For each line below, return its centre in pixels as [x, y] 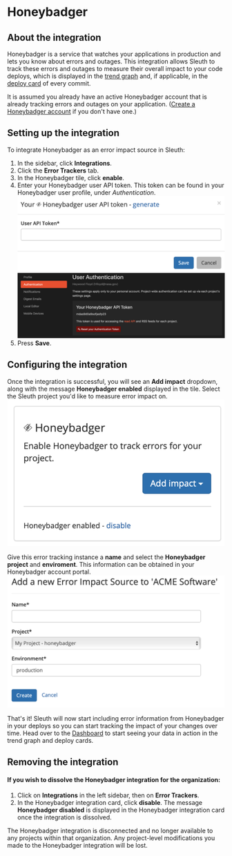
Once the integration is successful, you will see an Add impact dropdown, [113, 381]
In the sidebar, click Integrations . [65, 163]
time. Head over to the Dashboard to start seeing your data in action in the [113, 733]
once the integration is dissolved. [64, 817]
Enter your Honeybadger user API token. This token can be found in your [120, 185]
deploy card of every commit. [49, 83]
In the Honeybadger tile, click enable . [70, 177]
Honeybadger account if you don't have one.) [72, 111]
